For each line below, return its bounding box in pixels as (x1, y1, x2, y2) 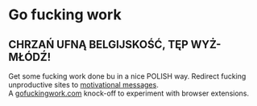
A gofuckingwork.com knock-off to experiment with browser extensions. (8, 88, 250, 98)
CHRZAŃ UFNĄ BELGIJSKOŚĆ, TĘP (8, 38, 189, 51)
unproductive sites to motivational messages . (8, 80, 159, 89)
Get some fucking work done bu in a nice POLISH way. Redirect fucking (8, 71, 247, 81)
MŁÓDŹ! (8, 50, 52, 63)
